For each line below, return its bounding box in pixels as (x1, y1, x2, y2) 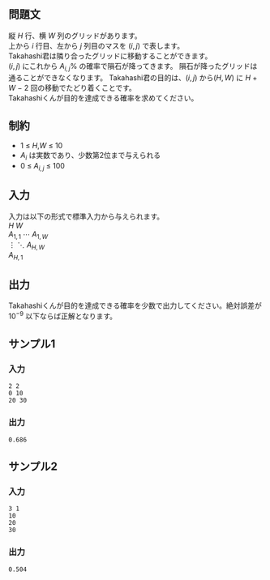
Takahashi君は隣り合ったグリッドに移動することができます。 (8, 51, 212, 61)
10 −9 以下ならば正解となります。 (8, 310, 118, 321)
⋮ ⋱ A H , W (8, 240, 45, 251)
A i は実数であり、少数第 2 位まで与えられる (19, 151, 161, 162)
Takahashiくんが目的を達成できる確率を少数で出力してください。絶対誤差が (8, 301, 262, 310)
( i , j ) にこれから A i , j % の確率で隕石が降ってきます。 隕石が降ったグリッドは (8, 61, 258, 73)
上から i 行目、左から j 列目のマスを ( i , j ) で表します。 (8, 41, 185, 50)
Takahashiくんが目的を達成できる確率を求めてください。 (8, 92, 199, 103)
